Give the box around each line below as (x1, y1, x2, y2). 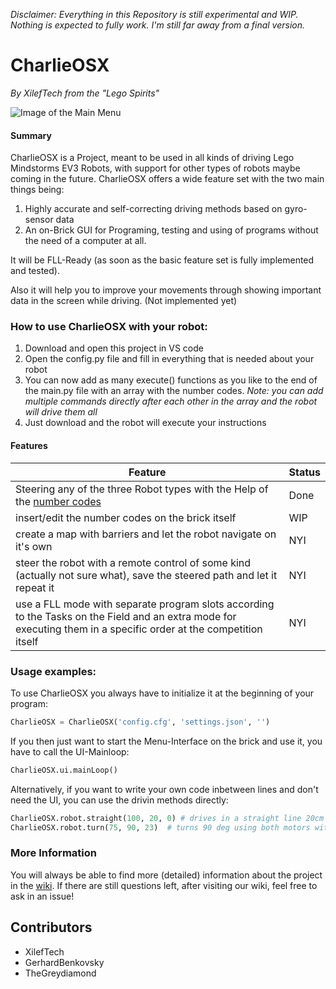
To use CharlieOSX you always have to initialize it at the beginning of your (10, 687, 315, 699)
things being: (10, 184, 65, 196)
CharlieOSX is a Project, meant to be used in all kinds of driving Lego (10, 152, 295, 164)
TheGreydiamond (24, 967, 97, 979)
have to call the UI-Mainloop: (10, 745, 130, 758)
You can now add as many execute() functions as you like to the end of (24, 374, 318, 386)
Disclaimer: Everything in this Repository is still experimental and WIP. (10, 9, 299, 20)
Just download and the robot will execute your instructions (24, 417, 267, 429)
